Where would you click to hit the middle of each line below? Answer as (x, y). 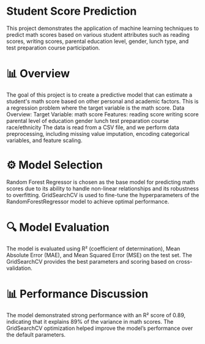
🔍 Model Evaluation (58, 227)
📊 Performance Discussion (77, 294)
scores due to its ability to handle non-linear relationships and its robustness (102, 189)
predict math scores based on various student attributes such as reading (98, 34)
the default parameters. (36, 334)
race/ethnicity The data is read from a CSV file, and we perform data (93, 127)
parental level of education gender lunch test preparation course (88, 121)
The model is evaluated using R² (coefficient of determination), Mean (93, 249)
